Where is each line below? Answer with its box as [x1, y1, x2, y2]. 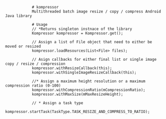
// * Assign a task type [31, 101, 83, 106]
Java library [5, 13, 32, 18]
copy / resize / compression [5, 61, 66, 66]
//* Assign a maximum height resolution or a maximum [31, 79, 146, 84]
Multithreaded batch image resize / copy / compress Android [31, 9, 162, 14]
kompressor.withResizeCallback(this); [31, 66, 112, 71]
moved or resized [5, 44, 41, 49]
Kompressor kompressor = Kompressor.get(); [31, 31, 123, 36]
